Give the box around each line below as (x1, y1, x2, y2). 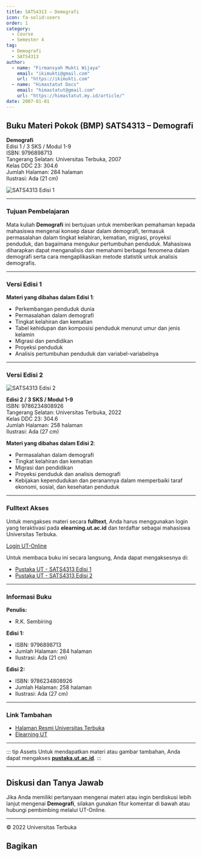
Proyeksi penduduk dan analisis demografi (14, 471, 121, 478)
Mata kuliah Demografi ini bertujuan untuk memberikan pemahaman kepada (6, 221, 195, 228)
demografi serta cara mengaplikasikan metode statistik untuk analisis (6, 253, 178, 260)
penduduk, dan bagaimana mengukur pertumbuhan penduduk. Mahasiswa (6, 240, 191, 247)
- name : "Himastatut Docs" (11, 82, 79, 88)
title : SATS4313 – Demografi (6, 8, 79, 15)
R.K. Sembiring (14, 617, 52, 625)
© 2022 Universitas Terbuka (6, 824, 77, 831)
